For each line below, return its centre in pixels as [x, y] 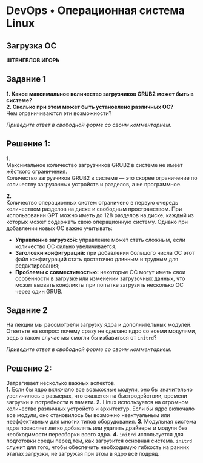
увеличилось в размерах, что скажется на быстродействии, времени [97, 396]
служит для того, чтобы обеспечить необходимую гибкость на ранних [98, 447]
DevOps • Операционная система [95, 11]
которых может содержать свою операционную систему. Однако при [97, 222]
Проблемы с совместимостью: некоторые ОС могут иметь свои [100, 272]
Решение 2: [29, 368]
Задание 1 [26, 79]
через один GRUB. [39, 291]
